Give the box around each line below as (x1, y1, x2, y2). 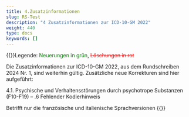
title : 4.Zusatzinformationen (6, 8, 80, 15)
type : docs (6, 30, 33, 36)
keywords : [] (6, 36, 38, 42)
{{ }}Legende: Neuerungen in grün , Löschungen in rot (6, 52, 134, 58)
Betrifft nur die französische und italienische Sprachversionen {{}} (6, 105, 166, 111)
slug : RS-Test (6, 14, 41, 20)
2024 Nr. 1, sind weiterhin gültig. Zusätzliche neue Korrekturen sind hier (6, 70, 180, 76)
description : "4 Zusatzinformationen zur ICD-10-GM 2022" (6, 19, 151, 25)
